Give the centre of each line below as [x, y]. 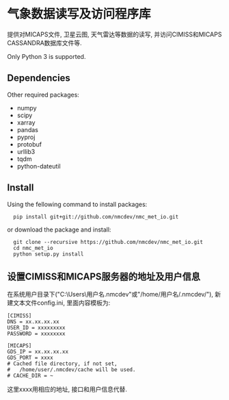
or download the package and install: [59, 229]
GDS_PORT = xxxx [30, 358]
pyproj [26, 137]
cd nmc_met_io [33, 248]
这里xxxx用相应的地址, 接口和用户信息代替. [67, 389]
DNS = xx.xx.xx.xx [33, 322]
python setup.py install [49, 254]
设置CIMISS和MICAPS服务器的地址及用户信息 [104, 276]
